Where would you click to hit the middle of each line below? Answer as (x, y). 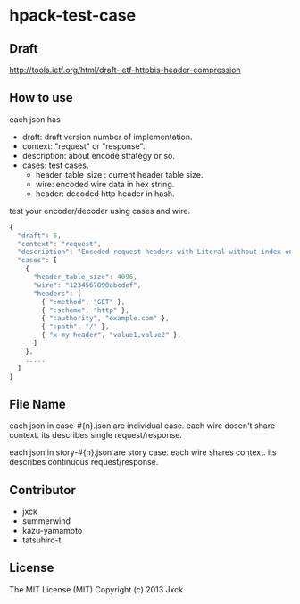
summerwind (46, 521)
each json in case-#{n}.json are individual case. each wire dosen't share (142, 426)
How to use (41, 98)
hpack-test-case (73, 16)
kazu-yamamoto (52, 531)
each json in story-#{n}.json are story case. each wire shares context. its (143, 452)
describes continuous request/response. (84, 462)
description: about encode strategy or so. (99, 155)
